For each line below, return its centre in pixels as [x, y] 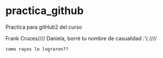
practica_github [45, 11]
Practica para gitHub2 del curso [44, 27]
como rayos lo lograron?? [37, 49]
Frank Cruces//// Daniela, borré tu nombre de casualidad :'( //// [81, 38]
